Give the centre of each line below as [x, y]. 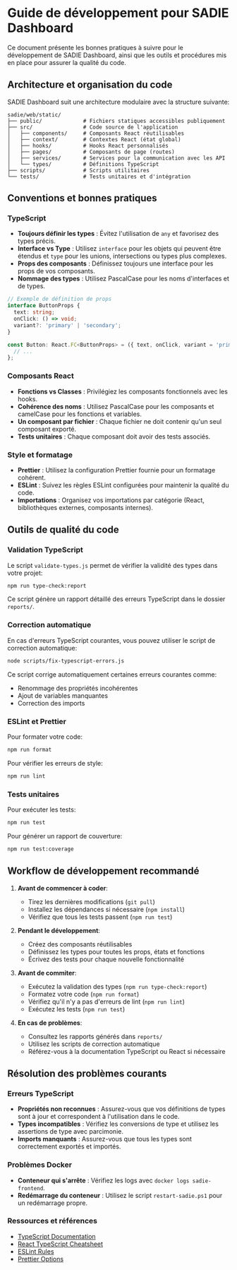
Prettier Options [41, 1259]
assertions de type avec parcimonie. [70, 1132]
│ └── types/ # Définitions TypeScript [83, 164]
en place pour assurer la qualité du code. [67, 62]
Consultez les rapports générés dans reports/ [95, 1036]
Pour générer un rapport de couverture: [65, 836]
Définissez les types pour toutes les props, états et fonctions [116, 951]
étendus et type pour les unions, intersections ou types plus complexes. [122, 256]
